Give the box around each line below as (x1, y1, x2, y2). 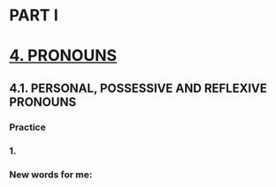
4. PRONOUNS (9, 46, 118, 66)
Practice (9, 121, 46, 133)
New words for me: (9, 168, 93, 181)
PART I (9, 5, 59, 26)
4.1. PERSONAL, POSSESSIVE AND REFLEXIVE (9, 80, 267, 95)
